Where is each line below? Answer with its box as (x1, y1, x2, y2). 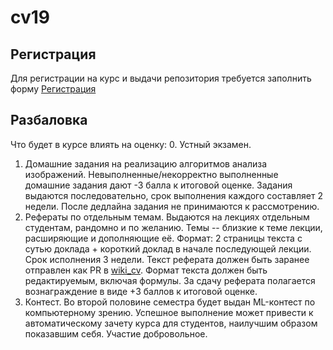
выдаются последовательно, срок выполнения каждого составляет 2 (24, 189, 323, 201)
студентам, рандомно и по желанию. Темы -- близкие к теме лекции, (24, 221, 323, 233)
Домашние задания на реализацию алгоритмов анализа (24, 157, 267, 170)
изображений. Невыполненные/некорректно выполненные (24, 168, 279, 180)
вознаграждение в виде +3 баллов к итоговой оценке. (24, 285, 258, 297)
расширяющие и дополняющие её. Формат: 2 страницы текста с (24, 232, 303, 244)
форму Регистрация (10, 83, 97, 95)
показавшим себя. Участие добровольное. (24, 327, 208, 340)
